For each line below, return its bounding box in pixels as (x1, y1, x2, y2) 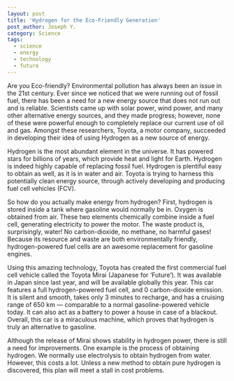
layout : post (7, 10, 45, 17)
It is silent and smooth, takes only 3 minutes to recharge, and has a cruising (7, 293, 225, 301)
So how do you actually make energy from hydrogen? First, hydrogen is (7, 197, 213, 206)
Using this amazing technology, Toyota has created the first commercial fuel (7, 263, 227, 271)
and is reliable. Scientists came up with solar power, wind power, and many (7, 103, 224, 112)
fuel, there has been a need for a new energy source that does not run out (7, 96, 221, 105)
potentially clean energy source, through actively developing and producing (7, 176, 226, 185)
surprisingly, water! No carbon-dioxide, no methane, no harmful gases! (7, 227, 212, 236)
